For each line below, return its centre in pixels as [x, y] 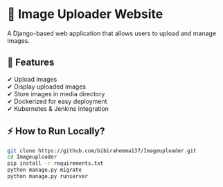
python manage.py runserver [48, 177]
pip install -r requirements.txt [55, 163]
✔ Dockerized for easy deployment [57, 101]
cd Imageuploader [32, 157]
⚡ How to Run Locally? [56, 131]
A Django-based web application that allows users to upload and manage [112, 33]
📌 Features [31, 63]
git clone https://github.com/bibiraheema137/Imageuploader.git [102, 151]
